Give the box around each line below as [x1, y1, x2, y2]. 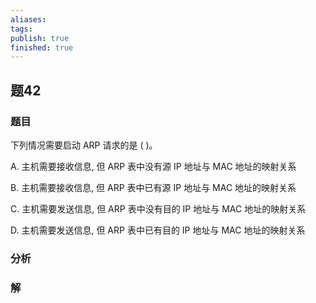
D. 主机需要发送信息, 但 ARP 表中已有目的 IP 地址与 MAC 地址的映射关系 [10, 224, 306, 236]
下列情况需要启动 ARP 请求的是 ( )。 [10, 139, 158, 151]
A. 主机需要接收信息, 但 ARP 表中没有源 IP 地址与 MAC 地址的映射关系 [10, 160, 297, 172]
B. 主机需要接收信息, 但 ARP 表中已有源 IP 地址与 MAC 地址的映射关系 [10, 181, 297, 193]
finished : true [10, 42, 74, 53]
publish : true [10, 33, 70, 43]
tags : [10, 24, 33, 34]
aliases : [10, 14, 47, 25]
